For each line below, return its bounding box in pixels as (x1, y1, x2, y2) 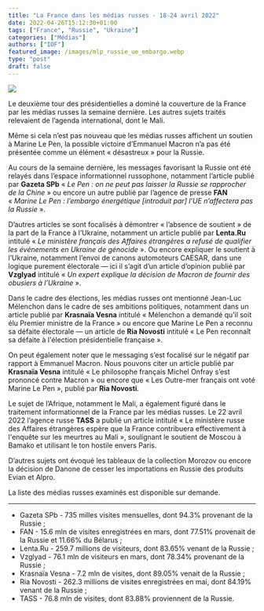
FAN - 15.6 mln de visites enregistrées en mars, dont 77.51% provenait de (19, 527, 256, 536)
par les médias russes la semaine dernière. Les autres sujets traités (8, 107, 226, 116)
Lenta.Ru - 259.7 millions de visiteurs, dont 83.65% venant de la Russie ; (19, 543, 255, 553)
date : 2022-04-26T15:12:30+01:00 (8, 19, 118, 27)
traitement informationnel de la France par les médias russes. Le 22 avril (8, 407, 242, 416)
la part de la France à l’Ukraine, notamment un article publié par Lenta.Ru (8, 228, 246, 237)
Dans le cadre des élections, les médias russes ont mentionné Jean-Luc (8, 293, 242, 302)
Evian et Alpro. (8, 472, 56, 481)
